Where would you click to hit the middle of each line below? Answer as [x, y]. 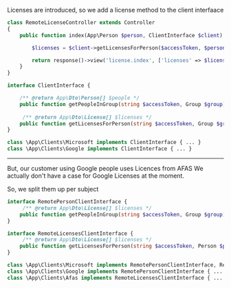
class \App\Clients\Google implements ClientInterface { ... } [100, 149]
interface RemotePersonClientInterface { [67, 202]
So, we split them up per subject [53, 189]
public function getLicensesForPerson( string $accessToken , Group [117, 123]
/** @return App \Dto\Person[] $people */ [79, 98]
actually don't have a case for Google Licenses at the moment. [96, 176]
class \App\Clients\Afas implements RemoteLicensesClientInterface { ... [115, 278]
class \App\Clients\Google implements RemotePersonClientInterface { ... [115, 271]
